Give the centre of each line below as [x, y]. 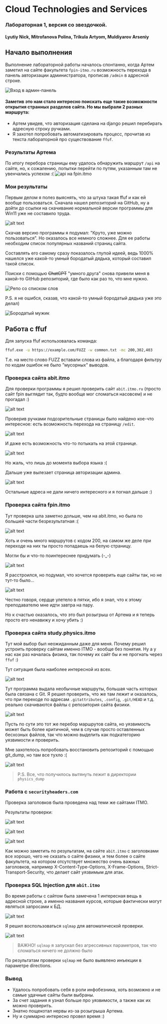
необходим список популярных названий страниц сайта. [66, 243]
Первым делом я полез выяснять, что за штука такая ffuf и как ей [76, 197]
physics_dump [31, 779]
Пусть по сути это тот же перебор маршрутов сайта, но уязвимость [78, 724]
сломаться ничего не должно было [55, 950]
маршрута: [17, 112]
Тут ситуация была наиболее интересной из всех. [58, 669]
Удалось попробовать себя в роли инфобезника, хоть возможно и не [86, 989]
